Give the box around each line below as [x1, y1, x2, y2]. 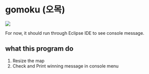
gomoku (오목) [5, 4, 65, 15]
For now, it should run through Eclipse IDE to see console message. [5, 30, 144, 36]
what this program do [5, 45, 74, 53]
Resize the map [12, 58, 45, 64]
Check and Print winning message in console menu [12, 63, 119, 69]
